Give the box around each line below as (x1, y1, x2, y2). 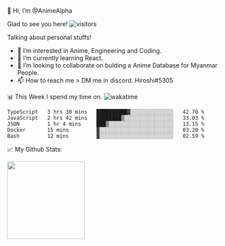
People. (17, 69, 39, 76)
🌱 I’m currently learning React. (17, 54, 103, 62)
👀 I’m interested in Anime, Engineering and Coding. (17, 47, 162, 54)
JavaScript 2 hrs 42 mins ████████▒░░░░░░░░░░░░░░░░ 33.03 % (7, 114, 205, 121)
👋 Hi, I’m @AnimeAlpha (7, 7, 72, 14)
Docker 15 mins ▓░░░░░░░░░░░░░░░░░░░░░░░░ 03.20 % (7, 127, 205, 134)
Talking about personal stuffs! (7, 33, 92, 41)
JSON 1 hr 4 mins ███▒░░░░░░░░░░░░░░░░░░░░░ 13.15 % (7, 121, 205, 127)
